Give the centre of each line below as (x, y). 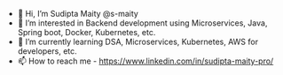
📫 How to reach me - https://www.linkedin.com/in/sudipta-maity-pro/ (145, 61)
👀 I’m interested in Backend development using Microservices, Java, (142, 23)
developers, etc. (47, 51)
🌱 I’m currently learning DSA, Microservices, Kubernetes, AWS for (138, 41)
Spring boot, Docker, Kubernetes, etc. (86, 32)
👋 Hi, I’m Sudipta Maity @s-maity (78, 14)
